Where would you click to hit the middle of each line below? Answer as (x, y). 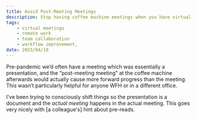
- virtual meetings (41, 28)
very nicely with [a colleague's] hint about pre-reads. (70, 109)
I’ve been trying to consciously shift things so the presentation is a (87, 97)
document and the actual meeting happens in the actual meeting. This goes (98, 103)
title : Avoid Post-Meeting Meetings (51, 11)
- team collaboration (43, 39)
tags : (13, 22)
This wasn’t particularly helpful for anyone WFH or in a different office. (92, 85)
